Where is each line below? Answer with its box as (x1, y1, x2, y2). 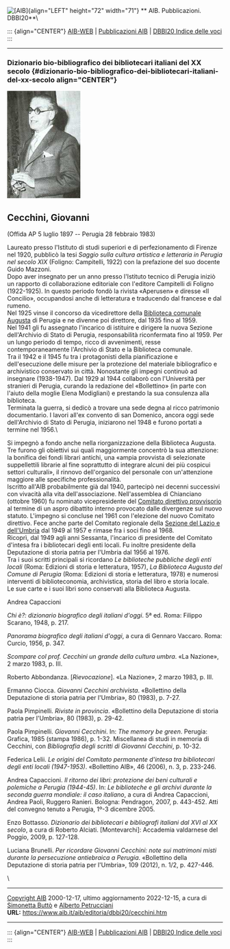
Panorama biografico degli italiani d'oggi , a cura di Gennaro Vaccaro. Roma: (7, 632, 222, 640)
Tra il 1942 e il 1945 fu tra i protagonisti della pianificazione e (7, 353, 178, 361)
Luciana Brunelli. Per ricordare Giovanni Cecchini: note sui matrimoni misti (7, 846, 217, 854)
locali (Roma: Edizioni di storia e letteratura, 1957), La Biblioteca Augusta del (7, 563, 222, 571)
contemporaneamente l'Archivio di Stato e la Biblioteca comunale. (7, 345, 193, 353)
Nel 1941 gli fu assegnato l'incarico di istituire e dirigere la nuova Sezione (7, 323, 213, 332)
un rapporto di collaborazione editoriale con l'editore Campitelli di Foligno (7, 280, 214, 288)
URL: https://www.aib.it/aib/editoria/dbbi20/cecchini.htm (7, 909, 168, 917)
